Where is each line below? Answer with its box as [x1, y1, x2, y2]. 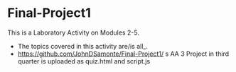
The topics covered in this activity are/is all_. [17, 42, 148, 50]
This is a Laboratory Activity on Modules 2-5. [7, 28, 140, 37]
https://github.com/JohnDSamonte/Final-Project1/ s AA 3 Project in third [17, 49, 230, 58]
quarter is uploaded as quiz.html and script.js [17, 56, 151, 65]
